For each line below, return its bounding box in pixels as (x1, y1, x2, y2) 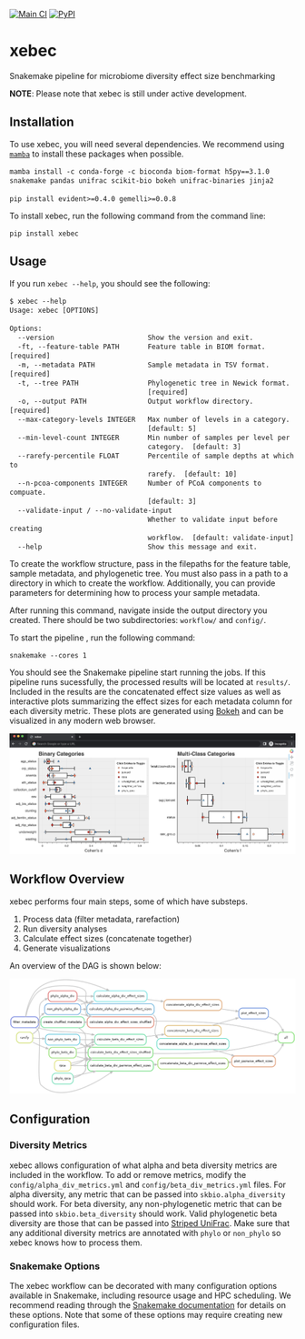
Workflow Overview (9, 871, 125, 887)
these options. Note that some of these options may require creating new (9, 1309, 283, 1320)
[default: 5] (147, 424, 197, 433)
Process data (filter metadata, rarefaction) (22, 913, 180, 924)
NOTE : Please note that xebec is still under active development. (9, 87, 248, 99)
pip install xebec (9, 228, 79, 238)
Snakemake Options (9, 1260, 101, 1273)
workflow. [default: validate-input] (147, 533, 295, 542)
